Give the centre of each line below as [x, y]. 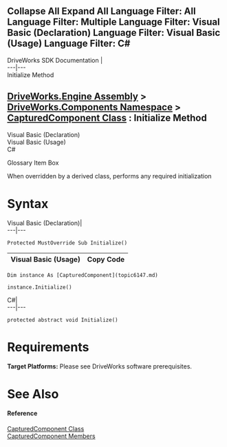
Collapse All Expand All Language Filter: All [101, 11]
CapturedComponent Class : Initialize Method [107, 118]
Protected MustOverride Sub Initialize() [67, 243]
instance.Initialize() [40, 287]
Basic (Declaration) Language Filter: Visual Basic [114, 33]
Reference [22, 413]
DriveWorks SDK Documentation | [55, 60]
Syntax [28, 204]
